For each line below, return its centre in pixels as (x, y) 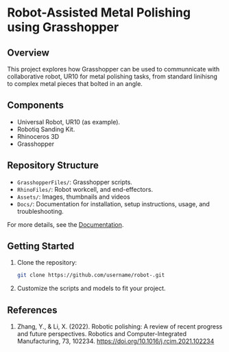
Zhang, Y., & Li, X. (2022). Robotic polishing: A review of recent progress (120, 327)
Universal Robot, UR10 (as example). (69, 122)
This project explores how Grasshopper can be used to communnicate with (113, 69)
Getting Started (41, 246)
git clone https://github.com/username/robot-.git (91, 275)
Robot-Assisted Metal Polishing (99, 13)
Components (35, 106)
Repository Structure (53, 165)
